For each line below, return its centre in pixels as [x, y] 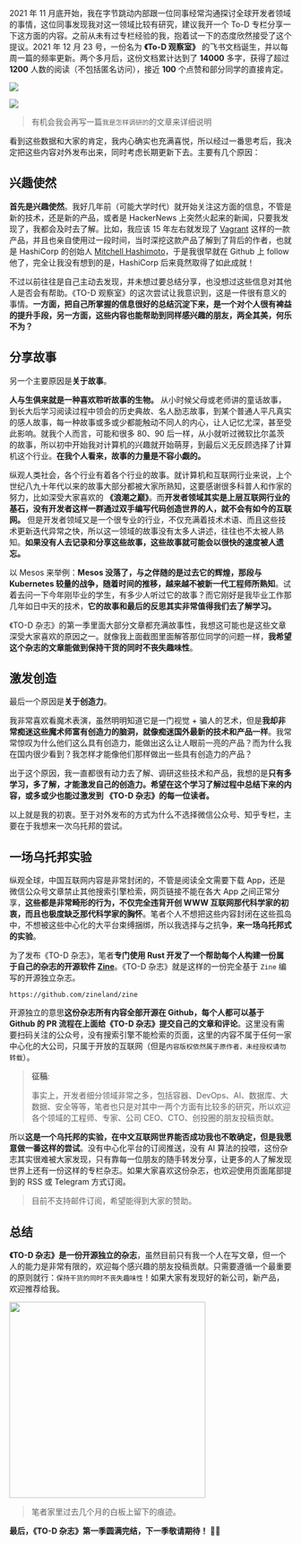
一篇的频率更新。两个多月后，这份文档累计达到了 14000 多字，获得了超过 [153, 58]
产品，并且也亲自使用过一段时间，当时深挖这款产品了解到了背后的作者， [142, 239]
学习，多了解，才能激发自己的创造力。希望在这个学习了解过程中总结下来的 [146, 785]
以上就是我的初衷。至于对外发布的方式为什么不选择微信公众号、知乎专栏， [146, 815]
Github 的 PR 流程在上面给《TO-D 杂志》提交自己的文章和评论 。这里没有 [143, 1024]
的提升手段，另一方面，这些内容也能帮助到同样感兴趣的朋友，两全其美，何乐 [150, 315]
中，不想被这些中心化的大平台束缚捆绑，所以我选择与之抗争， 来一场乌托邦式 [150, 925]
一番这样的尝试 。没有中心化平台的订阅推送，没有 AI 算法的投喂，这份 [152, 1148]
